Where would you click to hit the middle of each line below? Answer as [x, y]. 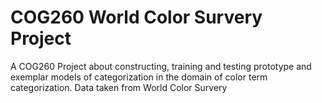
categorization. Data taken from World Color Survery [119, 87]
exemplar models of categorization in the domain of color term [139, 77]
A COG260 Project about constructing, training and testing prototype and [161, 66]
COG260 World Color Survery [136, 17]
